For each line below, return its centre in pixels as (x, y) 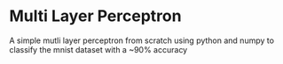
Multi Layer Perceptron (95, 16)
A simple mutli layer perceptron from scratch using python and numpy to (142, 40)
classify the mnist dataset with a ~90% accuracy (98, 49)
